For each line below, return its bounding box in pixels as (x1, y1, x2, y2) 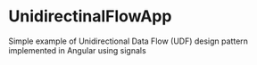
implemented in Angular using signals (8, 45, 146, 55)
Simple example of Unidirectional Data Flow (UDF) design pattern (8, 36, 249, 46)
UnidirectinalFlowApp (8, 6, 172, 27)
